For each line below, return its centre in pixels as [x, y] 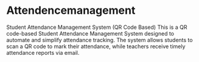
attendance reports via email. [43, 52]
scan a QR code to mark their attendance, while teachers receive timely [96, 46]
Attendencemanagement [71, 11]
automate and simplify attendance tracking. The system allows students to [100, 40]
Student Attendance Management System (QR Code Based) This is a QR [97, 27]
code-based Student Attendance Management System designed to [90, 33]
